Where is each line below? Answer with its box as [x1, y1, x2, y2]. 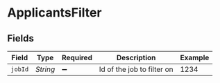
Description [116, 53, 156, 62]
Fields [7, 33, 35, 44]
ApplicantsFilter [7, 5, 102, 21]
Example [180, 53, 210, 62]
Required [61, 53, 92, 62]
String [35, 64, 56, 74]
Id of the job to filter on [99, 64, 174, 74]
